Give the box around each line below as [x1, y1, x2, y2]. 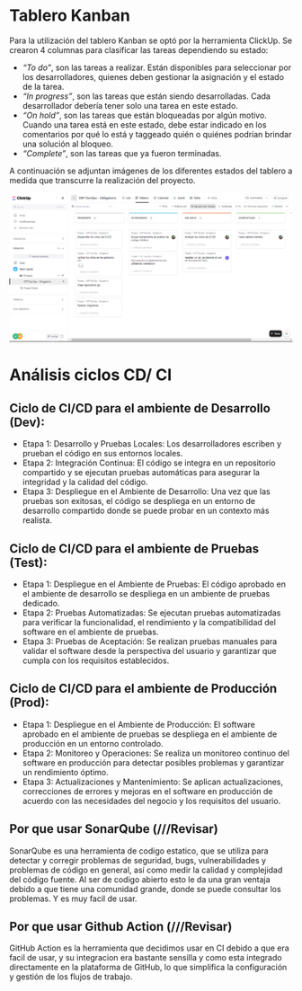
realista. [22, 515, 52, 526]
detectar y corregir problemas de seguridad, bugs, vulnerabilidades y [9, 854, 267, 865]
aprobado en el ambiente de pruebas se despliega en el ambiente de [22, 729, 278, 739]
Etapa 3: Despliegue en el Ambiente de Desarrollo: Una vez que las [22, 486, 271, 497]
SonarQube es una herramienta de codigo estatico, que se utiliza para [9, 845, 269, 856]
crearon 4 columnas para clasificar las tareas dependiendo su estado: [9, 44, 269, 55]
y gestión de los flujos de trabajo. [9, 971, 133, 982]
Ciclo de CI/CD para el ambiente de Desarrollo [9, 401, 271, 416]
